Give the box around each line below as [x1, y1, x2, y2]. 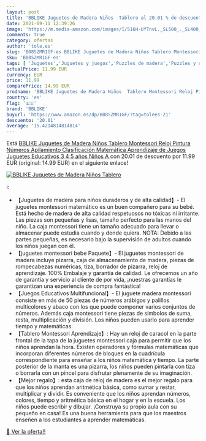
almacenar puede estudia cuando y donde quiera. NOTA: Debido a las [15, 229, 192, 236]
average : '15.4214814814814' [6, 123, 81, 129]
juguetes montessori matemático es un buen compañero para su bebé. [15, 203, 195, 211]
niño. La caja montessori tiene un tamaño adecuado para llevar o [15, 223, 179, 230]
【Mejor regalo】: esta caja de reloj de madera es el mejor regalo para [15, 377, 193, 384]
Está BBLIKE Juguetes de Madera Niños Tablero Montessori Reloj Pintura [6, 140, 191, 147]
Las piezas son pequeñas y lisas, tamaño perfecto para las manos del [15, 216, 191, 224]
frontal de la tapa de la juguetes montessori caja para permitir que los [15, 337, 191, 344]
